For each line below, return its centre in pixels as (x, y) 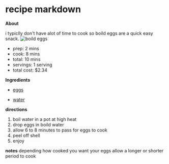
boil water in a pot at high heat (45, 119)
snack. (12, 39)
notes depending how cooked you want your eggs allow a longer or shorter (84, 150)
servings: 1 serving (32, 64)
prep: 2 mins (26, 48)
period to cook (21, 156)
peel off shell (26, 135)
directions (16, 109)
